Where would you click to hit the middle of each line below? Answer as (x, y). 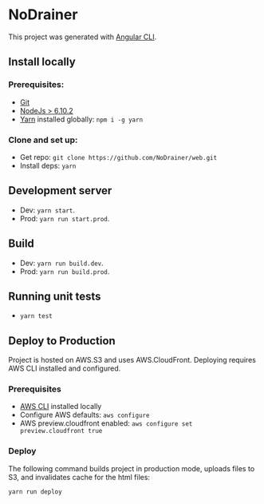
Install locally (42, 62)
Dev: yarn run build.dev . (61, 263)
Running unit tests (55, 296)
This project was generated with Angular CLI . (83, 37)
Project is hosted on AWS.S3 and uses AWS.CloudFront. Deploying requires (132, 360)
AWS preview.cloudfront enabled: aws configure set (106, 423)
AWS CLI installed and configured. (65, 368)
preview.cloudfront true (61, 431)
